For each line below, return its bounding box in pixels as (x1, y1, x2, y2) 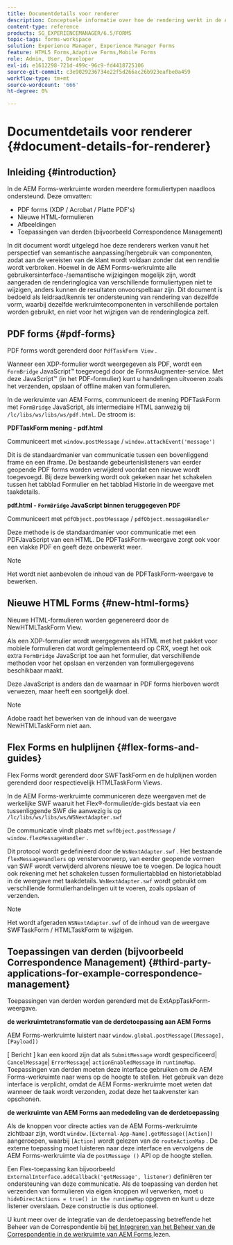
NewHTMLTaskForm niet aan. (7, 721, 92, 730)
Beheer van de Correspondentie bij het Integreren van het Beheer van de (7, 1223, 216, 1231)
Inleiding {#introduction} (7, 166, 116, 178)
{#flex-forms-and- (116, 741, 200, 753)
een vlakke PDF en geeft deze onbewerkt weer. (7, 543, 142, 551)
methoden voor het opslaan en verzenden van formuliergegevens (7, 659, 194, 667)
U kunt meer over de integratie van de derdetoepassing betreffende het (7, 1215, 212, 1224)
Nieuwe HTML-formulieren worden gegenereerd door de (7, 616, 169, 624)
